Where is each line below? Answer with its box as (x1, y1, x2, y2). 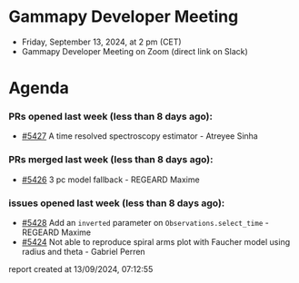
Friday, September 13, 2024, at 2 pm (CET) (21, 36, 183, 47)
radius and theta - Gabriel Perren (21, 247, 146, 258)
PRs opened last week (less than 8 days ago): (8, 111, 213, 123)
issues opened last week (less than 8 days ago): (8, 197, 225, 210)
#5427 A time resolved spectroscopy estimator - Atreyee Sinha (21, 131, 258, 141)
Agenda (8, 78, 69, 99)
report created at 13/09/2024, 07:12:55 (8, 264, 154, 275)
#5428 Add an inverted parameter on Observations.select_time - (21, 218, 269, 229)
